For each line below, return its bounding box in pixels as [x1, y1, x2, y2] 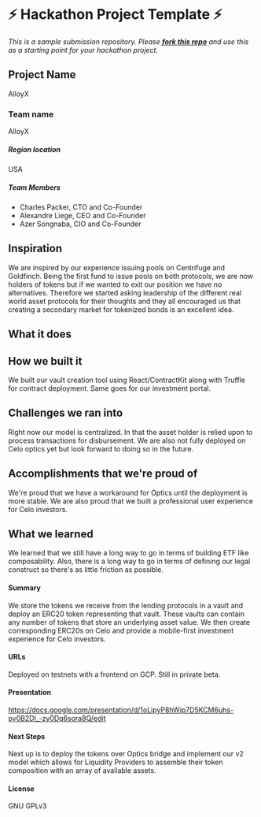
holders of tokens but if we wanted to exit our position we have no [8, 280, 222, 289]
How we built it [8, 355, 83, 368]
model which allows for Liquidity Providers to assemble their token [8, 757, 224, 767]
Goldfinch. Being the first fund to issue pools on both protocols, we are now [8, 271, 254, 280]
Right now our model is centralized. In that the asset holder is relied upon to [8, 427, 253, 436]
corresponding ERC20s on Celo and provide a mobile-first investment [8, 626, 234, 635]
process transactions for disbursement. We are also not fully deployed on [8, 436, 246, 445]
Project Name [8, 68, 76, 82]
